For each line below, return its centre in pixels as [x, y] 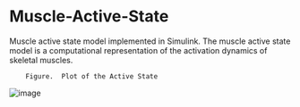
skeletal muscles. [41, 60]
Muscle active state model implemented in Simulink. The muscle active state [150, 41]
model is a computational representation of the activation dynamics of [138, 50]
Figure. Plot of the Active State [92, 76]
